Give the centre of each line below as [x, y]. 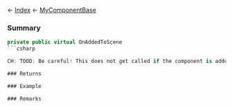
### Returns [24, 73]
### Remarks [24, 99]
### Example [24, 86]
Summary [24, 28]
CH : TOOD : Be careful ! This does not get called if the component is [110, 62]
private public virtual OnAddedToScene [65, 42]
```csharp [21, 49]
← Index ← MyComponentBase [52, 10]
